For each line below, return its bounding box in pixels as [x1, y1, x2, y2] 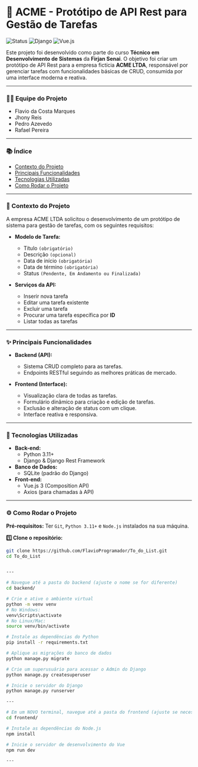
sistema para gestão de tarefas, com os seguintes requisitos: [6, 222, 154, 229]
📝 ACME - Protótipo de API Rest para [6, 5, 187, 19]
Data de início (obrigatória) [23, 257, 93, 264]
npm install [6, 731, 35, 737]
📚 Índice [6, 147, 32, 155]
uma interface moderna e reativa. [6, 74, 87, 81]
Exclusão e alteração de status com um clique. [23, 405, 137, 412]
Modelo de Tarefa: [14, 233, 61, 240]
